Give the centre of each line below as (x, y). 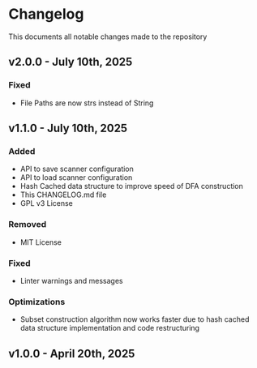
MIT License (41, 242)
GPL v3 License (46, 203)
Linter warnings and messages (71, 280)
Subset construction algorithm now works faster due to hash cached (135, 319)
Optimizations (37, 302)
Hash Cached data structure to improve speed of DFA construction (131, 186)
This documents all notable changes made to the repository (108, 36)
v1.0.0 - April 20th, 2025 (72, 353)
